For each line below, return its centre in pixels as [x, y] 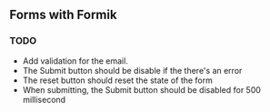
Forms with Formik [63, 15]
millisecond [44, 99]
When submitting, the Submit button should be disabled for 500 [142, 89]
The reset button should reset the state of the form [118, 80]
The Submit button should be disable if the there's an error [132, 70]
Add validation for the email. [75, 61]
